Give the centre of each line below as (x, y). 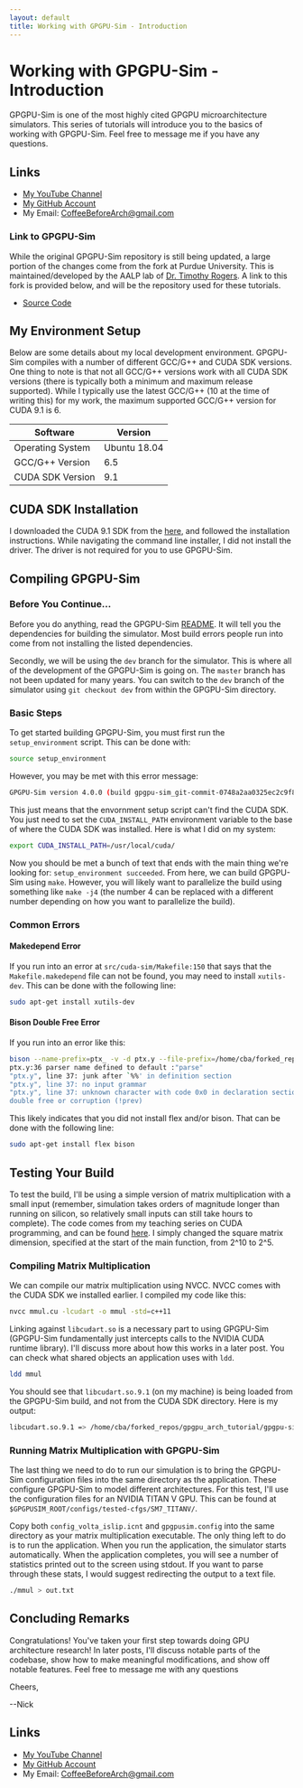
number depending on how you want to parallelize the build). (123, 901)
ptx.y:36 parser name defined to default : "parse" (106, 1067)
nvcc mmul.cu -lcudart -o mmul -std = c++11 (90, 1312)
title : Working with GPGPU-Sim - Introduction (98, 26)
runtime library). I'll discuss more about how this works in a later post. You (147, 1348)
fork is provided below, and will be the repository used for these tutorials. (145, 285)
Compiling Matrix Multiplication (80, 1266)
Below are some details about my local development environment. (132, 352)
